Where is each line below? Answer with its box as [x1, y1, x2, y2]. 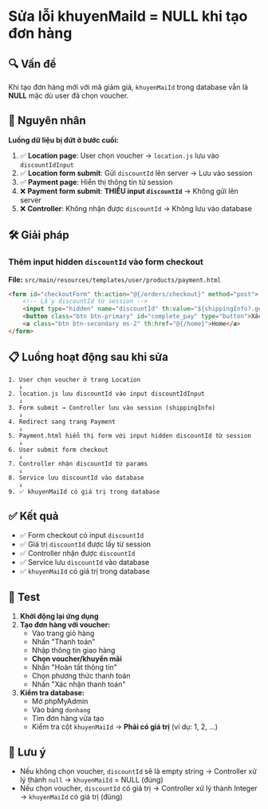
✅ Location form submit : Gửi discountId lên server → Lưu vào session [19, 168, 253, 178]
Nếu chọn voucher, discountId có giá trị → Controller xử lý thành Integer [19, 783, 258, 793]
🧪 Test [8, 590, 41, 603]
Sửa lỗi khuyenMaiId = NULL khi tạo [8, 7, 248, 26]
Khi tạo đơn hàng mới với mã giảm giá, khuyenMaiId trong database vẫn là [8, 82, 249, 91]
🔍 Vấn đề [8, 57, 57, 70]
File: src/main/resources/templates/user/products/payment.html [8, 274, 222, 284]
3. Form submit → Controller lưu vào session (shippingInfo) [8, 403, 216, 411]
